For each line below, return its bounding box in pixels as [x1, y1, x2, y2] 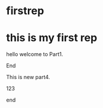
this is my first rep [6, 31, 98, 45]
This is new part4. [6, 74, 51, 81]
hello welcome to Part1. [6, 51, 64, 58]
